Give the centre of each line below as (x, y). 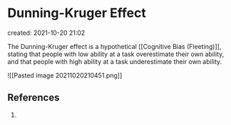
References (34, 98)
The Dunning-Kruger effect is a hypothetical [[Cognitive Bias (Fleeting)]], (114, 46)
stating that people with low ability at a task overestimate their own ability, (116, 54)
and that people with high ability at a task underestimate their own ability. (115, 61)
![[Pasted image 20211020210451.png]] (65, 75)
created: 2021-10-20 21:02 (46, 33)
